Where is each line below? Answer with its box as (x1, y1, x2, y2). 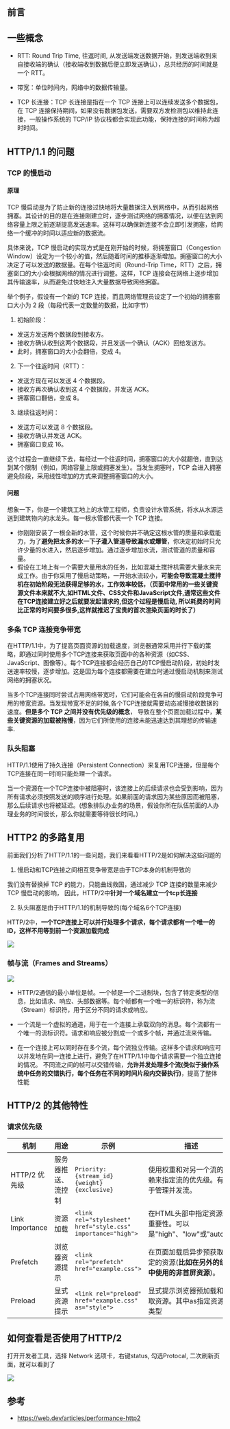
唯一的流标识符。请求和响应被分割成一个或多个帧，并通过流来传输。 (23, 1028, 216, 1037)
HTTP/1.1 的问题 (7, 146, 75, 157)
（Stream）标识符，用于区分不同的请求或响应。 (16, 1005, 152, 1013)
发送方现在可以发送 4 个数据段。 (16, 376, 109, 385)
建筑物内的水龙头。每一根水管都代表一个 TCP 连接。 (18, 514, 166, 522)
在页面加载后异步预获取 (148, 1248, 224, 1257)
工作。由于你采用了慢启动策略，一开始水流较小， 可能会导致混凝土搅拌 (23, 571, 221, 579)
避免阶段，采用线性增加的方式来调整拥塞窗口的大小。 (7, 471, 157, 480)
